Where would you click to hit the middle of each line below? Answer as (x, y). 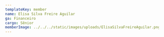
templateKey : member (26, 9)
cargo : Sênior (20, 23)
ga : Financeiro (20, 18)
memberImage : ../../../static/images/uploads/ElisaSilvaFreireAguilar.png (83, 27)
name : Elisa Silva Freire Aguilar (40, 14)
